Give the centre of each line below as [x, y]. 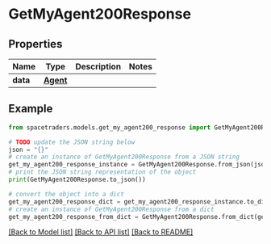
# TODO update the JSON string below [72, 142]
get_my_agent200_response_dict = [65, 202]
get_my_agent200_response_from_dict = [73, 217]
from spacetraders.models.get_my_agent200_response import [110, 127]
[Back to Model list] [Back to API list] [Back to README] [101, 232]
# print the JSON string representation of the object [102, 172]
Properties [35, 44]
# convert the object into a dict [67, 194]
